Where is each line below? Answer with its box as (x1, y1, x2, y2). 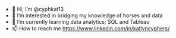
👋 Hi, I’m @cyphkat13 (11, 6, 64, 12)
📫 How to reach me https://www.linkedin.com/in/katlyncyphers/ (11, 25, 170, 32)
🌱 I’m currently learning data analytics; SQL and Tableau (11, 18, 150, 25)
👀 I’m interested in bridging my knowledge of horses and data (11, 12, 163, 19)
